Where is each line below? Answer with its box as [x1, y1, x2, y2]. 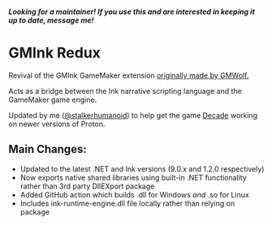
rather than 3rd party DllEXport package [19, 181, 155, 191]
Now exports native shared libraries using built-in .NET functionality [19, 172, 248, 182]
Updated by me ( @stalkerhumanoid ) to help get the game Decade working [8, 110, 258, 120]
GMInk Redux [8, 44, 101, 62]
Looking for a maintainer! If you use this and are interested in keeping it [8, 7, 256, 16]
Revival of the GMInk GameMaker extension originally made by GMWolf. [8, 70, 249, 80]
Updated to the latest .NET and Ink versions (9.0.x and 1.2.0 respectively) [19, 163, 265, 173]
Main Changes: [8, 142, 87, 156]
